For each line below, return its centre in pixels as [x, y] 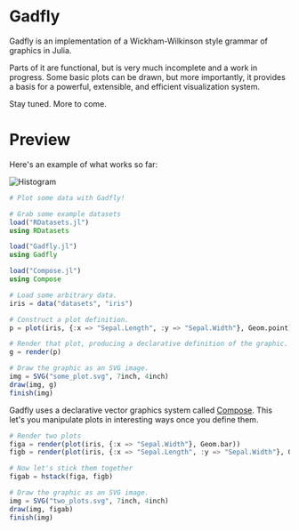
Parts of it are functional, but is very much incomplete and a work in [133, 68]
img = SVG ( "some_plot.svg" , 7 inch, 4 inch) [89, 376]
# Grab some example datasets [65, 214]
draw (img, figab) [41, 509]
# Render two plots [45, 436]
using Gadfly [33, 255]
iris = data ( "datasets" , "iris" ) [71, 303]
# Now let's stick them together [71, 469]
